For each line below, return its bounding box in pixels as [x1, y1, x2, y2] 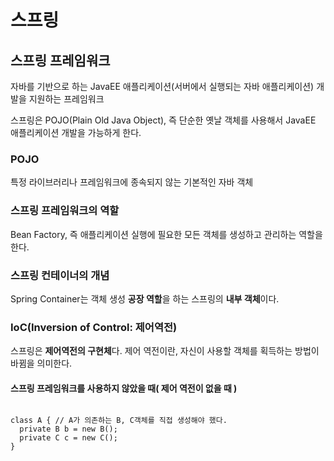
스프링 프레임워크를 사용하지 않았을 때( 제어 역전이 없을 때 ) [10, 382, 238, 394]
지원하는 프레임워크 [28, 93, 105, 105]
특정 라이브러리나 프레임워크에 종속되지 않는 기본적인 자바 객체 [10, 176, 254, 188]
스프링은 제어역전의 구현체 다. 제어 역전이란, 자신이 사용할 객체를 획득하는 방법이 [10, 345, 320, 357]
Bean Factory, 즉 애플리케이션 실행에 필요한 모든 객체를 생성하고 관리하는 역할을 [10, 228, 323, 240]
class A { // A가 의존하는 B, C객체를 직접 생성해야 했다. [10, 416, 228, 426]
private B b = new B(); [19, 424, 118, 435]
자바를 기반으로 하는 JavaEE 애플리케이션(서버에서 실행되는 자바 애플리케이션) [10, 81, 315, 92]
